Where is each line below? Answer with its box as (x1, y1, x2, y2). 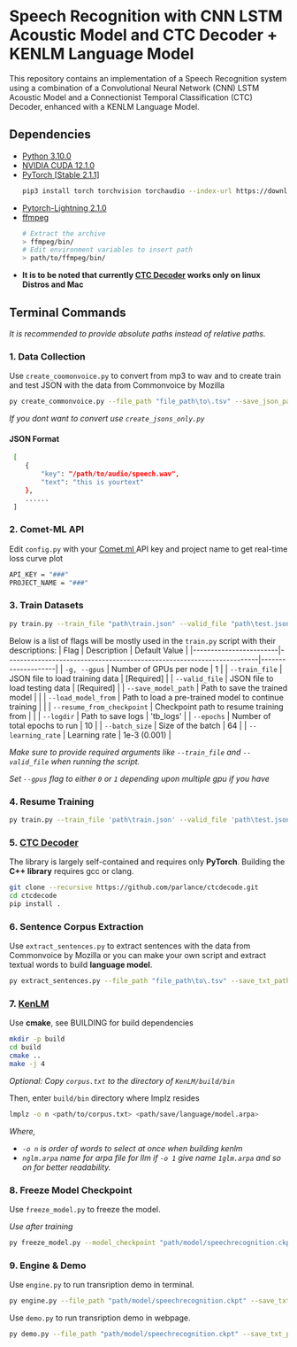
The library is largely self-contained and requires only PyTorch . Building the (9, 856, 286, 867)
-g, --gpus (65, 665, 105, 674)
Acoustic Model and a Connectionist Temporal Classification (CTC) (9, 91, 254, 103)
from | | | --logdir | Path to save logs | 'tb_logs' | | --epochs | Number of (9, 710, 271, 721)
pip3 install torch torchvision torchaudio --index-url (21, 186, 232, 196)
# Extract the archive (21, 228, 106, 238)
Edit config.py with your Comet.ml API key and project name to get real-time (9, 543, 288, 554)
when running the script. (50, 755, 141, 767)
